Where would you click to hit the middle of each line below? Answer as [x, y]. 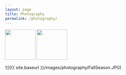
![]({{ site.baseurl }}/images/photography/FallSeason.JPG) [63, 68]
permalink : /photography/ [31, 18]
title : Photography [25, 14]
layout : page [18, 9]
